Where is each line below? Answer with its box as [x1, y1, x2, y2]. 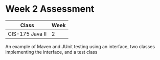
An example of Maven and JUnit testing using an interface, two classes [5, 43, 155, 49]
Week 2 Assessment [5, 3, 95, 15]
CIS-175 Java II [8, 30, 47, 37]
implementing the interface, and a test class [5, 49, 98, 55]
